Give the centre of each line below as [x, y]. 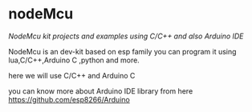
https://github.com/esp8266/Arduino [69, 99]
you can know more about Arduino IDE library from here [101, 91]
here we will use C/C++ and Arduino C [72, 75]
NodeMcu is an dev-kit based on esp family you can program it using [122, 51]
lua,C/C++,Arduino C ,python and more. [74, 60]
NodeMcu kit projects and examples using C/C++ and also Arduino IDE [126, 36]
